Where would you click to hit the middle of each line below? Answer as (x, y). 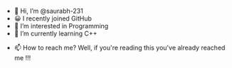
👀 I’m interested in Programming (61, 26)
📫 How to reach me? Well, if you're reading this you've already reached (120, 47)
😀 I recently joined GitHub (53, 18)
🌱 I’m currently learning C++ (56, 33)
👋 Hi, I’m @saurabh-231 (48, 11)
